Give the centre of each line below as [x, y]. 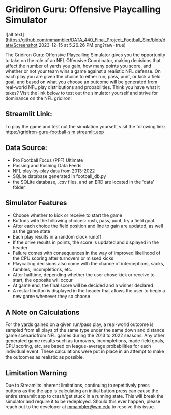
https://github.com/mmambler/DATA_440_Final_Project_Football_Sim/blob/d [86, 40]
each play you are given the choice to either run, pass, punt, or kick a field [83, 76]
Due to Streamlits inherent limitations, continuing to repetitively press [78, 385]
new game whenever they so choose [51, 297]
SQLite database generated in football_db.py [59, 176]
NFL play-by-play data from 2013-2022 [54, 171]
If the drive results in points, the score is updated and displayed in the [86, 242]
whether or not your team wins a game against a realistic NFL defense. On [83, 71]
